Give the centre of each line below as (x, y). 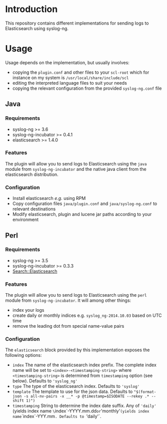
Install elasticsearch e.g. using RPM (49, 198)
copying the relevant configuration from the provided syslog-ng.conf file (87, 88)
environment (25, 220)
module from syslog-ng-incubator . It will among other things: (68, 300)
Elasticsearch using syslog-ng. (37, 28)
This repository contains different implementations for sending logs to (77, 23)
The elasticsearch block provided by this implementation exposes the (77, 350)
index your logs (28, 310)
